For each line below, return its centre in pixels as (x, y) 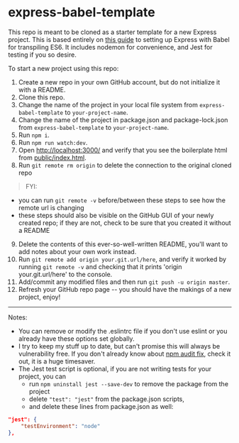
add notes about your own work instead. (77, 251)
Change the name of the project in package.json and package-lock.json (123, 120)
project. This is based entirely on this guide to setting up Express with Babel (119, 39)
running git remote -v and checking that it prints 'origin (100, 266)
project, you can (42, 376)
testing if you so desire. (42, 55)
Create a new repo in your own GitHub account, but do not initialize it (119, 82)
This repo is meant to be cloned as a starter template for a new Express (112, 32)
